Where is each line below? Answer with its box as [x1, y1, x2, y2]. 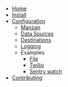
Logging [20, 43, 41, 50]
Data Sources [20, 30, 54, 37]
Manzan [20, 24, 41, 31]
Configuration [11, 18, 46, 24]
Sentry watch [29, 68, 62, 75]
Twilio [29, 62, 44, 69]
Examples [20, 49, 45, 56]
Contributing [11, 74, 43, 81]
